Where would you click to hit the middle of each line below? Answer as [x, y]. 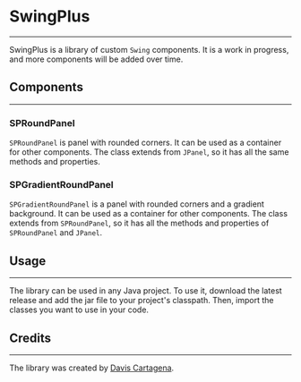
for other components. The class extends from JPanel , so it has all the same [149, 152]
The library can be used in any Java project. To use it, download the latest [146, 291]
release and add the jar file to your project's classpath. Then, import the [142, 301]
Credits [30, 338]
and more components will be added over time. [96, 59]
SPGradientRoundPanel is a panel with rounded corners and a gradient [137, 204]
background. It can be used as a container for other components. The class [149, 214]
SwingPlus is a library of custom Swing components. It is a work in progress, [149, 49]
